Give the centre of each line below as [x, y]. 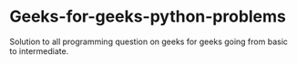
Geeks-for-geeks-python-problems [148, 17]
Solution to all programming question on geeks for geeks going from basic [149, 41]
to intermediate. [39, 50]
